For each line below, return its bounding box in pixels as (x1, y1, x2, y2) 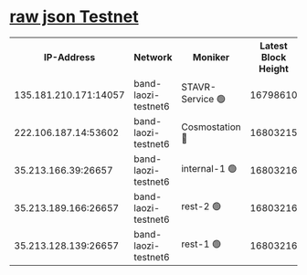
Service (181, 93, 215, 106)
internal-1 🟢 (181, 163, 238, 175)
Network (133, 50, 173, 63)
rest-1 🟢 (181, 238, 222, 250)
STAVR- (181, 80, 217, 93)
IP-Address (43, 50, 96, 63)
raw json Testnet (9, 6, 139, 27)
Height (259, 62, 290, 75)
